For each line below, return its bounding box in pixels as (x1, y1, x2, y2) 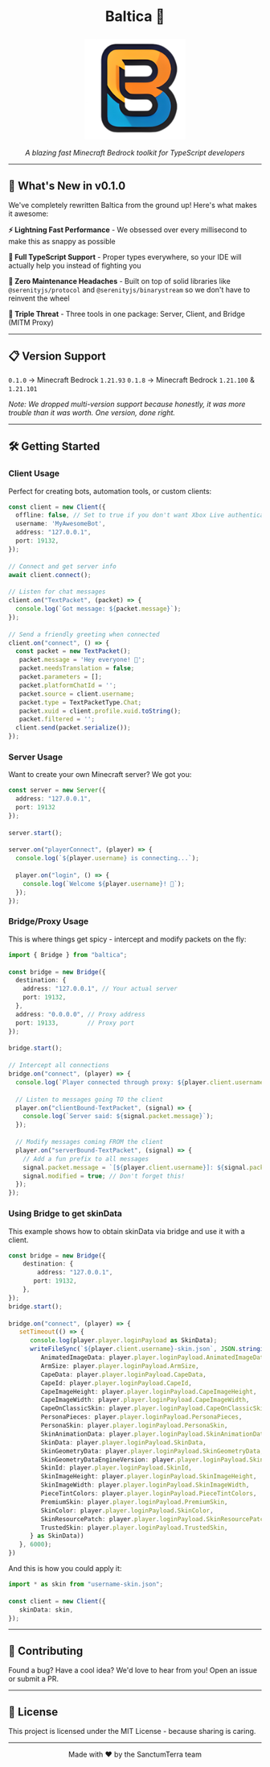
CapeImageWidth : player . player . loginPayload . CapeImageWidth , (40, 1396, 250, 1404)
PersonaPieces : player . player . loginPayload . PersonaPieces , (40, 1413, 243, 1421)
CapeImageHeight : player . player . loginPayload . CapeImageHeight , (40, 1387, 257, 1395)
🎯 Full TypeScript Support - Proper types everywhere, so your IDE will (8, 252, 242, 261)
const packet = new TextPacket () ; (15, 647, 131, 655)
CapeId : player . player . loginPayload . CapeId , (40, 1378, 193, 1387)
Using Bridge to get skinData (8, 1208, 123, 1220)
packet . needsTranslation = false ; (18, 664, 135, 672)
